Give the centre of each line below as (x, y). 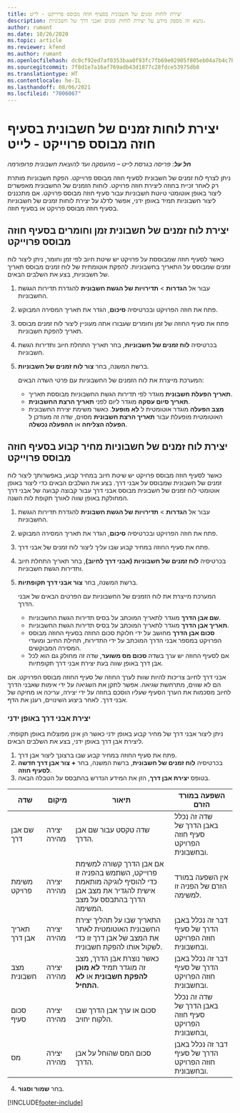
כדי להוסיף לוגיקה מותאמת (116, 882)
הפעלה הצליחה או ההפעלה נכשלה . (78, 424)
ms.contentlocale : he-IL (44, 80)
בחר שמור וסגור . (41, 1088)
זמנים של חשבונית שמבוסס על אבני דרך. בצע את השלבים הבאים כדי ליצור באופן (115, 482)
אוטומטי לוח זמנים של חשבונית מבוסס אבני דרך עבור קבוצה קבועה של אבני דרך (114, 490)
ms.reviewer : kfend (36, 47)
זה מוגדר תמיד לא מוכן (111, 967)
